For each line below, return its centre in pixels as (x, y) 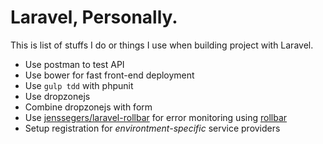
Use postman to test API (74, 64)
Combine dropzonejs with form (88, 107)
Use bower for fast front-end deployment (109, 75)
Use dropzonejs (57, 96)
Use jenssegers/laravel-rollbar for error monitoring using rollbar (156, 117)
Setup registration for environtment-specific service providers (152, 128)
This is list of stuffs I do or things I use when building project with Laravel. (162, 45)
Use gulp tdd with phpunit (79, 85)
